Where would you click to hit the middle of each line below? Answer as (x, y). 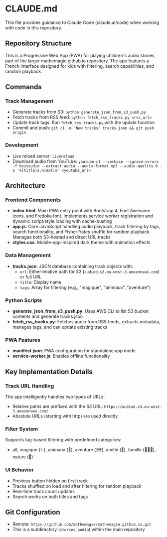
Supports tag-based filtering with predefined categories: (63, 440)
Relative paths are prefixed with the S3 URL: (58, 406)
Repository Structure (39, 44)
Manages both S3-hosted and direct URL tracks (61, 237)
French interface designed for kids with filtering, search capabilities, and (80, 66)
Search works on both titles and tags (50, 497)
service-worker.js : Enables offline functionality (61, 356)
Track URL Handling (30, 386)
